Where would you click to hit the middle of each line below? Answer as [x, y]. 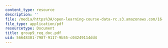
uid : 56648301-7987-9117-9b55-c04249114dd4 [51, 38]
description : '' [22, 14]
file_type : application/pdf [34, 24]
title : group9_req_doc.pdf [33, 33]
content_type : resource [30, 10]
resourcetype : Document [30, 28]
